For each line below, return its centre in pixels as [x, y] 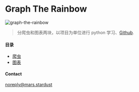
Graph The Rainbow [46, 9]
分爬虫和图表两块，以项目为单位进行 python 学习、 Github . [76, 32]
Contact [13, 74]
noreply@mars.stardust [29, 85]
